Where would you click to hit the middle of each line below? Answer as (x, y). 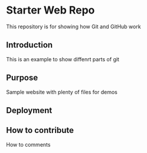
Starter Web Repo (50, 10)
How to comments (28, 144)
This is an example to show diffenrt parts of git (63, 59)
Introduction (30, 45)
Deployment (29, 110)
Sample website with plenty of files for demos (62, 92)
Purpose (22, 78)
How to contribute (40, 130)
